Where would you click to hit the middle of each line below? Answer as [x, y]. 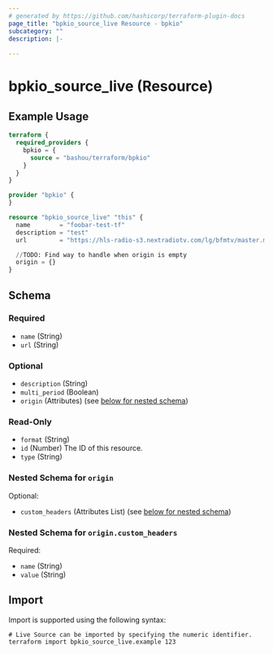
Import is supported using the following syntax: [87, 620]
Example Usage [49, 116]
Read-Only [30, 422]
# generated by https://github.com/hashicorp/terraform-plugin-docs [127, 16]
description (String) [54, 384]
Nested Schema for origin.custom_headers [93, 532]
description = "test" [52, 233]
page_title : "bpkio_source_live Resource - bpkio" [96, 24]
